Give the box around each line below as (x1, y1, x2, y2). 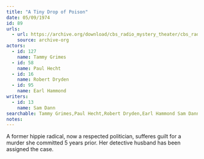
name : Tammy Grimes (17, 54, 67, 60)
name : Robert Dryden (17, 76, 69, 83)
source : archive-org (17, 37, 69, 43)
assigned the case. (6, 146, 54, 153)
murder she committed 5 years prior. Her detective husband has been (6, 139, 181, 146)
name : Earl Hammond (17, 88, 67, 94)
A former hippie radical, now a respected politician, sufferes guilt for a (6, 133, 182, 140)
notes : (6, 116, 23, 122)
